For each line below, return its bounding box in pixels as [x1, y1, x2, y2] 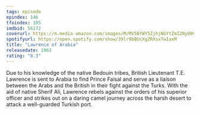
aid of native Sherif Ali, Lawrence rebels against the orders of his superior [6, 88, 187, 95]
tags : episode [6, 8, 42, 15]
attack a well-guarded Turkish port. [6, 100, 93, 107]
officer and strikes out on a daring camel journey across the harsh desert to [6, 94, 192, 102]
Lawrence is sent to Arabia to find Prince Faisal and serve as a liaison [6, 75, 176, 83]
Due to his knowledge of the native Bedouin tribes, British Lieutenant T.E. [6, 69, 186, 76]
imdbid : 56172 [6, 25, 42, 31]
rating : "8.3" [6, 53, 42, 59]
